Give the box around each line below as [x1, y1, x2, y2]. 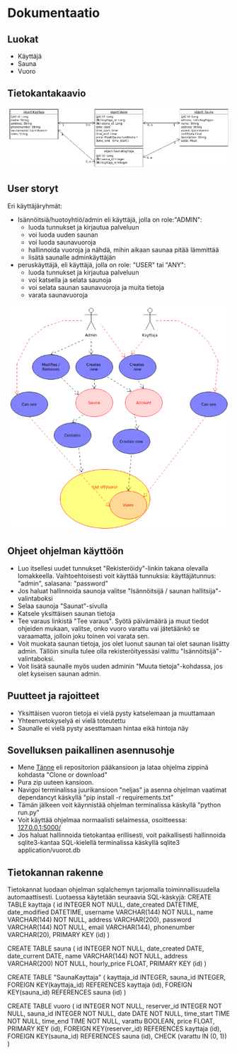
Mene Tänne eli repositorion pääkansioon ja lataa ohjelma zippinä [17, 763, 209, 772]
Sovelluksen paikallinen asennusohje [7, 744, 175, 756]
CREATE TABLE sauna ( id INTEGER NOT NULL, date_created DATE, [7, 944, 204, 953]
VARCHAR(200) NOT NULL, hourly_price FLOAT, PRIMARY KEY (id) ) [7, 959, 207, 968]
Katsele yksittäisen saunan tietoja [17, 609, 115, 617]
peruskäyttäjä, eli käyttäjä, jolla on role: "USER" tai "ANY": [17, 260, 186, 269]
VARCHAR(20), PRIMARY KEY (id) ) [7, 931, 110, 939]
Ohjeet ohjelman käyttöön [7, 545, 124, 557]
